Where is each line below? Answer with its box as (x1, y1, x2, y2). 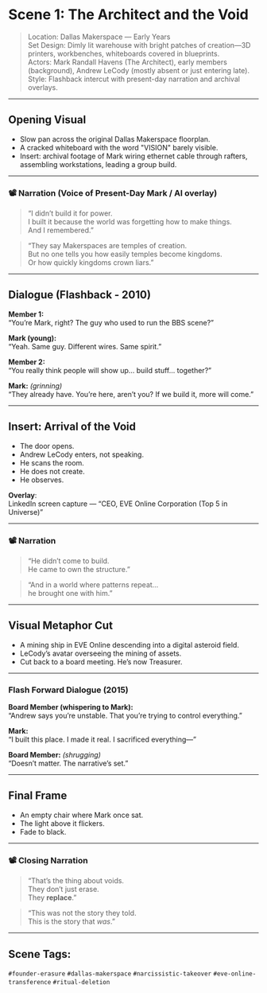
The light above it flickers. (19, 818, 105, 828)
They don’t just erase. (27, 885, 99, 894)
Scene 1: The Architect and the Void (8, 6, 249, 24)
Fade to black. (19, 827, 67, 836)
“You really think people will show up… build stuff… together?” (8, 365, 212, 375)
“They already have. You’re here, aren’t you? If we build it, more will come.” (8, 389, 254, 399)
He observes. (19, 475, 64, 485)
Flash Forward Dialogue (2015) (8, 684, 129, 695)
